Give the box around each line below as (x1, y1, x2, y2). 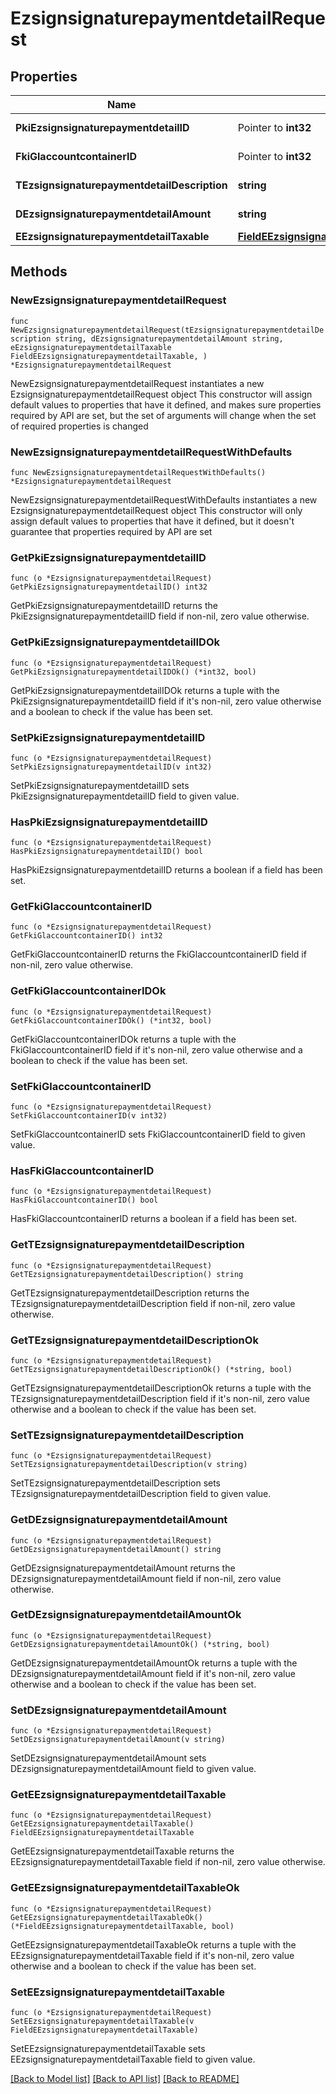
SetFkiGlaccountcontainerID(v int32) (10, 1111, 168, 1121)
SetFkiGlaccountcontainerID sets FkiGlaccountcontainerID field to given (10, 1128, 306, 1141)
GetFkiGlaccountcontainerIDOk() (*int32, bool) (10, 1015, 213, 1026)
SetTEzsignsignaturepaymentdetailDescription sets (10, 1477, 222, 1489)
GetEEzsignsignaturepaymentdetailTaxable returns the (10, 1845, 235, 1857)
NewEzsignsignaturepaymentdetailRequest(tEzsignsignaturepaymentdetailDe (10, 325, 325, 335)
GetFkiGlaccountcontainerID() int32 (10, 931, 163, 941)
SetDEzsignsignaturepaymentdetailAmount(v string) (10, 1735, 226, 1745)
